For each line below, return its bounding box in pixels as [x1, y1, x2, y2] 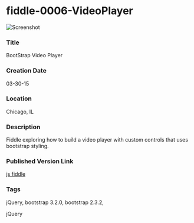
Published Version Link [6, 158, 74, 166]
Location [6, 94, 32, 103]
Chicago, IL [6, 108, 34, 115]
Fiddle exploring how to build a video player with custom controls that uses [6, 136, 189, 143]
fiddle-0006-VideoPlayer [6, 4, 134, 18]
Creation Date [6, 67, 47, 75]
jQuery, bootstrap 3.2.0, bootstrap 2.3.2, [6, 199, 104, 206]
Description [6, 123, 41, 131]
